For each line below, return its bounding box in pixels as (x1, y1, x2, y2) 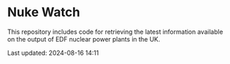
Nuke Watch (7, 4, 81, 20)
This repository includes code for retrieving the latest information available (7, 27, 224, 36)
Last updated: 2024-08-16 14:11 (7, 49, 99, 57)
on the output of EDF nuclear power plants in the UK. (7, 34, 160, 43)
